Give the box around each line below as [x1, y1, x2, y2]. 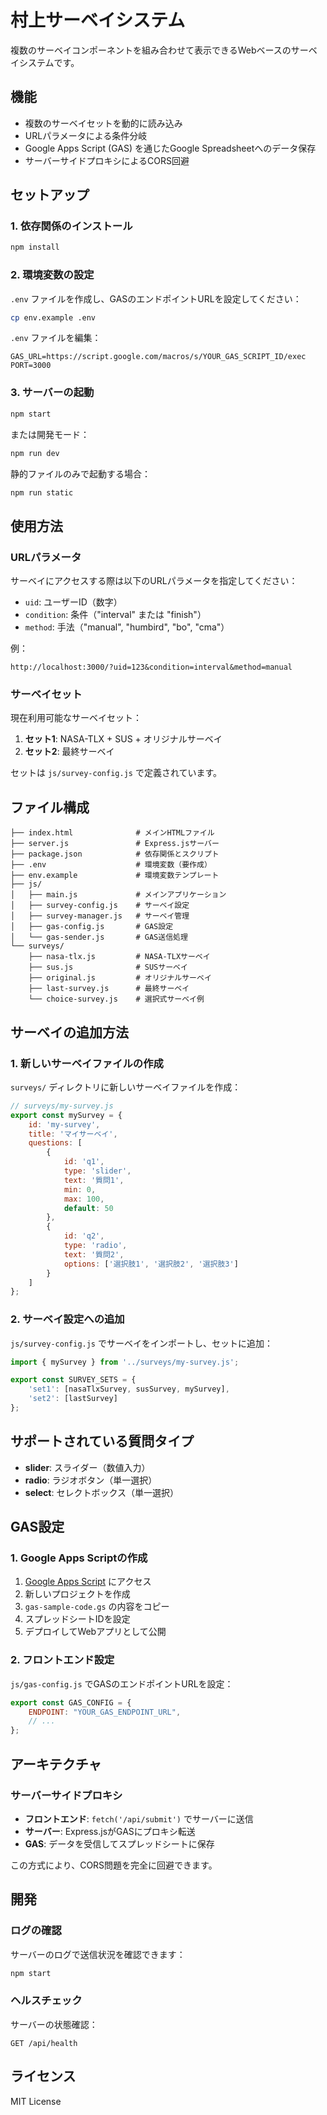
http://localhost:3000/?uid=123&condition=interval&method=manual [10, 662, 293, 673]
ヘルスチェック [10, 1994, 83, 2008]
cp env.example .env [10, 312, 97, 323]
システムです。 [18, 56, 80, 68]
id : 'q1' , [63, 1157, 105, 1167]
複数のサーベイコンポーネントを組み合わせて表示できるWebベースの [10, 44, 292, 56]
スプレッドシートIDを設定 [24, 1613, 131, 1625]
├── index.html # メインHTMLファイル [10, 828, 215, 838]
